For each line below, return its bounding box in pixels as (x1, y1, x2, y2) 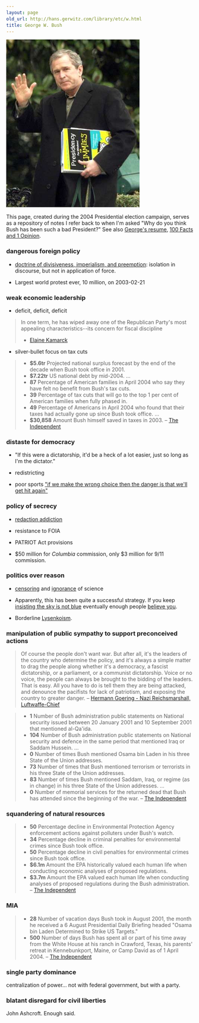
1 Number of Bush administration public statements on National (29, 712, 184, 720)
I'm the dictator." (14, 458, 56, 465)
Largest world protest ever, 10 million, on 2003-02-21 (14, 278, 146, 286)
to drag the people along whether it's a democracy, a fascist (20, 663, 168, 670)
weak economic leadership (6, 293, 86, 302)
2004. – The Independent (29, 953, 92, 960)
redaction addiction (14, 516, 63, 523)
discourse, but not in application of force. (14, 267, 116, 274)
